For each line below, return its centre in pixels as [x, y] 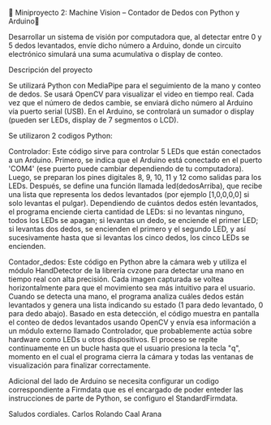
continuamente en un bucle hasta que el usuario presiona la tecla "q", [125, 348]
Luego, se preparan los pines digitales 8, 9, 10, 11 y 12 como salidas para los [135, 177]
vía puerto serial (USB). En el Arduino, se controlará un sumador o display [131, 111]
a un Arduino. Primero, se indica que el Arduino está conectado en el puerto [135, 160]
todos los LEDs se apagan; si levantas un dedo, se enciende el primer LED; [133, 220]
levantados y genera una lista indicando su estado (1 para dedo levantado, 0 [136, 305]
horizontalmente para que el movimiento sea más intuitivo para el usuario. [132, 288]
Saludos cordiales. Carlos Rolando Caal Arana [85, 414]
